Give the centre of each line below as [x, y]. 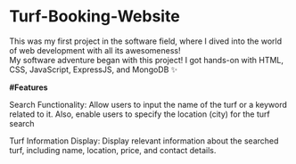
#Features [29, 87]
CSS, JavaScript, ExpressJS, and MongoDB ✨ [94, 70]
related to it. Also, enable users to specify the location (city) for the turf [140, 114]
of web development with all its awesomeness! [95, 50]
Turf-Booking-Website [95, 16]
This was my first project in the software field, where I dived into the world [146, 41]
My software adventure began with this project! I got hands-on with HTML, [146, 60]
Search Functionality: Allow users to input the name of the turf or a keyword [148, 104]
